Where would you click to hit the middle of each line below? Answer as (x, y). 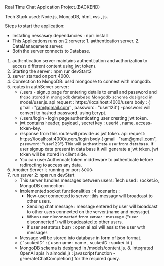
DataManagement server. (38, 46)
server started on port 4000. (41, 76)
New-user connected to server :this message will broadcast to (90, 196)
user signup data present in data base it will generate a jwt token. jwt (89, 149)
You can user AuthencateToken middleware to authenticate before (86, 159)
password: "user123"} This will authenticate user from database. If (86, 144)
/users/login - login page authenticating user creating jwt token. (84, 118)
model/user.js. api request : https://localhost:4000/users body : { (85, 102)
